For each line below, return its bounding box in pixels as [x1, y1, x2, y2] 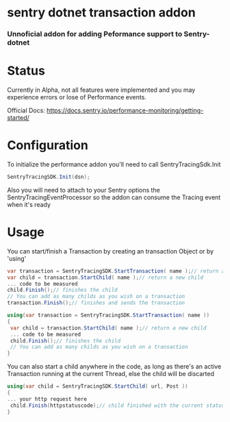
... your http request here [7, 395, 88, 402]
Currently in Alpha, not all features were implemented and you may [7, 86, 196, 94]
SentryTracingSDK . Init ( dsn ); [7, 173, 90, 180]
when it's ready [7, 200, 51, 208]
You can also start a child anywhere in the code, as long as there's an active [7, 362, 222, 371]
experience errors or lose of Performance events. [7, 93, 147, 101]
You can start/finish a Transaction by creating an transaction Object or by [7, 247, 214, 255]
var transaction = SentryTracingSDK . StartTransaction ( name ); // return [7, 267, 219, 275]
